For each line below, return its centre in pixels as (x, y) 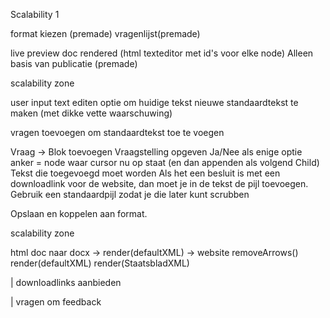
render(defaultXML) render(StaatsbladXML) (100, 263)
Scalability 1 (35, 14)
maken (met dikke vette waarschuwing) (91, 113)
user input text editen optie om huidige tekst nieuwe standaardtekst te (154, 102)
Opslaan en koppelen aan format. (79, 213)
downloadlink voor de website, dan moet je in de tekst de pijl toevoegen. (159, 183)
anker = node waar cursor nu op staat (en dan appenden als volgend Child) (165, 162)
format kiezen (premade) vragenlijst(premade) (105, 33)
